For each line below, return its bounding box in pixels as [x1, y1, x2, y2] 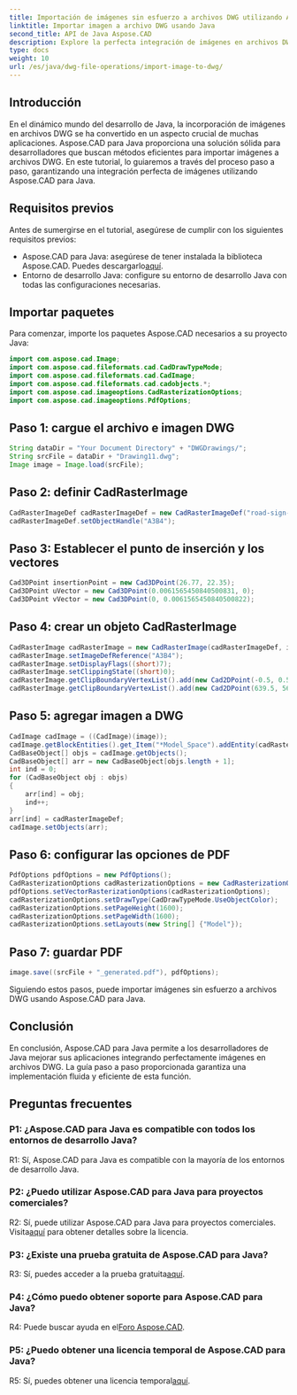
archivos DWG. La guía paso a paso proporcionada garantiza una [9, 1061, 247, 1072]
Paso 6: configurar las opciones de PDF [9, 847, 231, 862]
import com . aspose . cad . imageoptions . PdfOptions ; [9, 396, 192, 405]
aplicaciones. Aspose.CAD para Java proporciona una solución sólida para [9, 137, 281, 148]
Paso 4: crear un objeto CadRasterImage [9, 619, 237, 634]
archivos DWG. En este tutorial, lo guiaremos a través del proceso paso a [9, 156, 276, 167]
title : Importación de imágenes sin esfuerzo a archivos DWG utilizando [9, 12, 283, 22]
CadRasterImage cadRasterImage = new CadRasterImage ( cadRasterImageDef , [9, 643, 283, 652]
